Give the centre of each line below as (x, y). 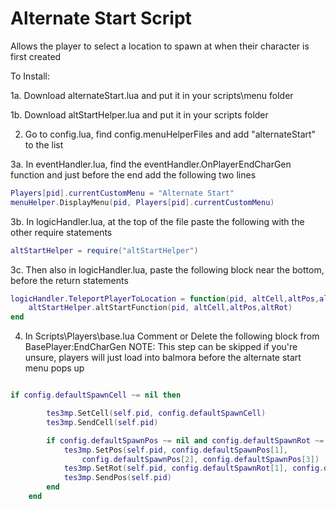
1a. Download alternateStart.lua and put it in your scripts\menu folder (152, 95)
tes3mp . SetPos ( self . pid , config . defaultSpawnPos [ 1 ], (175, 450)
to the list (44, 144)
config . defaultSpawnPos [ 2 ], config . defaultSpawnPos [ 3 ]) (200, 459)
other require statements (61, 232)
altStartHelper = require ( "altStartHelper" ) (104, 250)
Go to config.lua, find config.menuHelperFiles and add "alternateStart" (170, 134)
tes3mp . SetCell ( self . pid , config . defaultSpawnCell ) (156, 413)
